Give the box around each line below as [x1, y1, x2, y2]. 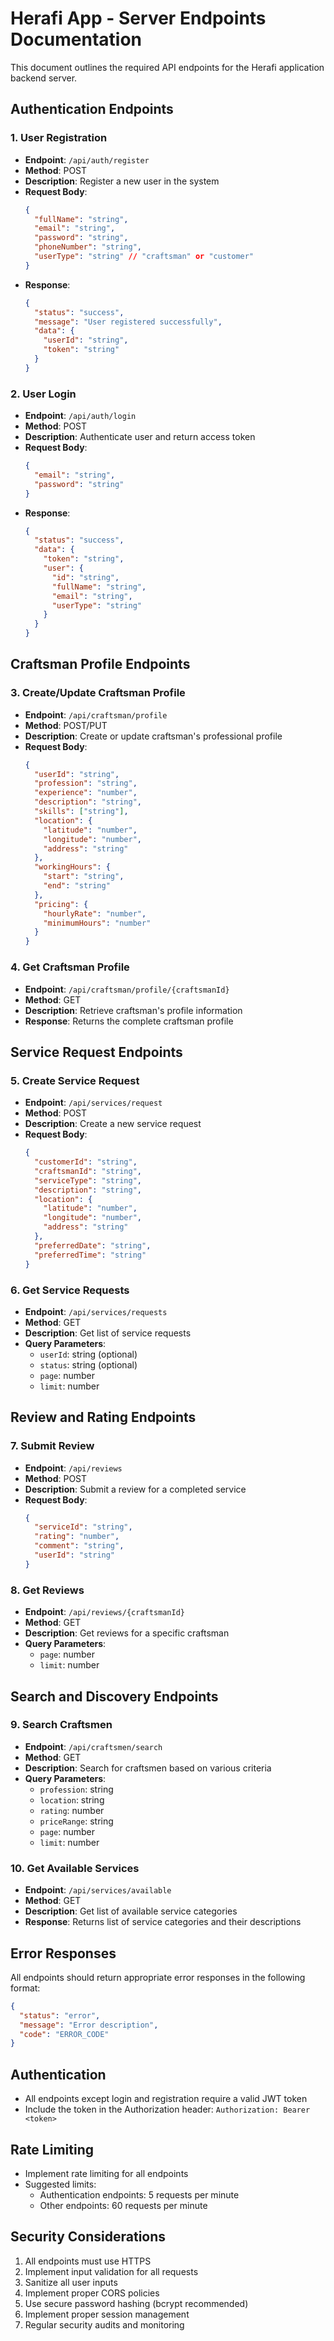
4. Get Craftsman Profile [10, 960, 130, 974]
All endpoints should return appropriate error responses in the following [10, 1971, 306, 1983]
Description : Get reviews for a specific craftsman [24, 1627, 230, 1639]
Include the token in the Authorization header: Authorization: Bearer [24, 2103, 311, 2116]
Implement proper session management [24, 2308, 190, 2320]
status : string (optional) [39, 1358, 138, 1371]
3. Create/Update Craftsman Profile [10, 686, 186, 700]
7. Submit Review [10, 1439, 95, 1453]
